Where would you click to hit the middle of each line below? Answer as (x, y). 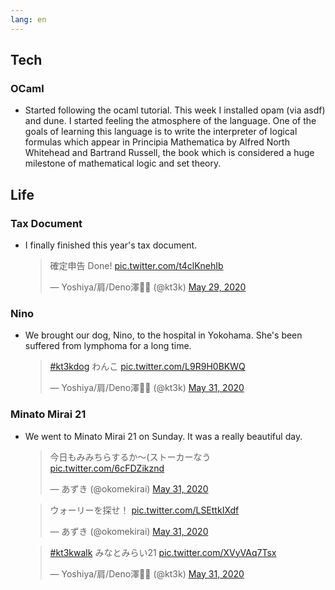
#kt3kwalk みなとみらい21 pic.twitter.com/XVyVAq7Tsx (163, 552)
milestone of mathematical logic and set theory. (123, 163)
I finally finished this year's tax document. (111, 245)
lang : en (28, 19)
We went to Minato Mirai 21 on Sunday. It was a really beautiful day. (163, 436)
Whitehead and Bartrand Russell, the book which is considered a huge (169, 153)
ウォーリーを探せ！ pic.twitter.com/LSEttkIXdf (144, 510)
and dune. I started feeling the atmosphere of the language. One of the (170, 121)
